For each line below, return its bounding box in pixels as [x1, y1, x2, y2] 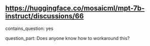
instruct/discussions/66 [5, 12, 84, 21]
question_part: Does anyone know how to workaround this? [5, 35, 130, 41]
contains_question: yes [5, 25, 53, 31]
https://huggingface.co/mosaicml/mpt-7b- [5, 4, 145, 13]
